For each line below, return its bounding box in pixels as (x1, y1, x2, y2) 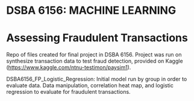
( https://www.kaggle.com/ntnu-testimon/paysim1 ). (6, 64, 131, 71)
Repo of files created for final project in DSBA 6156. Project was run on (6, 51, 182, 58)
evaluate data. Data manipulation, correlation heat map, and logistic (6, 82, 174, 89)
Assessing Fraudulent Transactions (6, 31, 188, 45)
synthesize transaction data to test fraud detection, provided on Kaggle (6, 58, 183, 65)
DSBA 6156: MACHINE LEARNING (6, 4, 177, 17)
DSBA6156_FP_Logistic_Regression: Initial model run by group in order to (6, 76, 187, 83)
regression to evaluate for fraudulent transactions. (6, 88, 131, 96)
